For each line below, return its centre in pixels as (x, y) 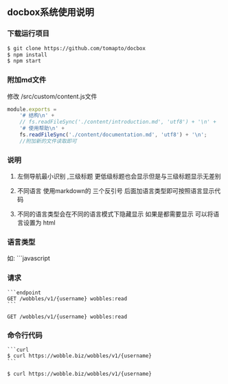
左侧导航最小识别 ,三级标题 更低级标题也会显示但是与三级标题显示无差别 (119, 177)
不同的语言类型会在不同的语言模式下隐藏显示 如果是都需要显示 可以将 (115, 214)
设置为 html (39, 223)
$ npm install (27, 55)
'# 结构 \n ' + (37, 115)
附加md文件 (27, 80)
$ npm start (24, 61)
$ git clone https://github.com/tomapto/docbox (77, 48)
